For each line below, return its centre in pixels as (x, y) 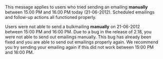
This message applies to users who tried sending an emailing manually (76, 7)
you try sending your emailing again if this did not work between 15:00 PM (80, 47)
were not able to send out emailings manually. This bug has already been (78, 37)
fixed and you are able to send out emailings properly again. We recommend (82, 42)
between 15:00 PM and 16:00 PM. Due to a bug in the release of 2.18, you (78, 32)
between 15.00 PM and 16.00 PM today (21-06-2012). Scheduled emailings (80, 12)
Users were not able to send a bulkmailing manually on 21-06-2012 (72, 27)
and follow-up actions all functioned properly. (51, 17)
